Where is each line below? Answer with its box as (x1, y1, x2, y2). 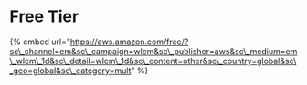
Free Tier (9, 6, 79, 27)
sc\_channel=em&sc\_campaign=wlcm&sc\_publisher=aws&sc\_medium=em (9, 45, 298, 56)
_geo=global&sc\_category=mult (9, 65, 132, 76)
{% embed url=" (9, 36, 71, 47)
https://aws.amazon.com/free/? (69, 36, 189, 47)
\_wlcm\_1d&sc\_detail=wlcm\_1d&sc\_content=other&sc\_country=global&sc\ (9, 55, 297, 66)
